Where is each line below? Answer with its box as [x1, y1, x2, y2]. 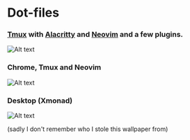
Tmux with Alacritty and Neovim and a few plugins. [7, 30, 183, 40]
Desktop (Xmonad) [7, 96, 73, 105]
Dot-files [7, 5, 60, 21]
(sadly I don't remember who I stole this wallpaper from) [7, 125, 168, 133]
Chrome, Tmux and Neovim [7, 62, 102, 72]
